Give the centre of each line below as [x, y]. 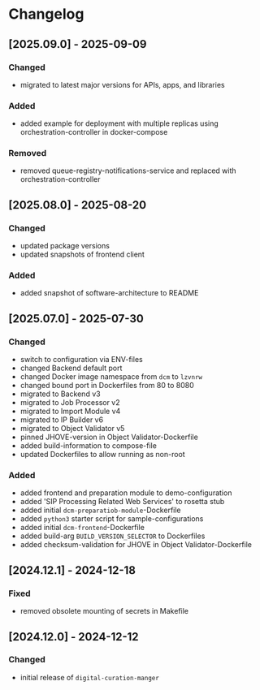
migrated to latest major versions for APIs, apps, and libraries [122, 84]
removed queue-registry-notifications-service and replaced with [128, 170]
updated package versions [65, 246]
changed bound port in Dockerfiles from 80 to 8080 [107, 386]
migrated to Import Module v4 [70, 412]
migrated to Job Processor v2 [70, 403]
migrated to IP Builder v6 [62, 420]
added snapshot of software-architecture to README [109, 293]
